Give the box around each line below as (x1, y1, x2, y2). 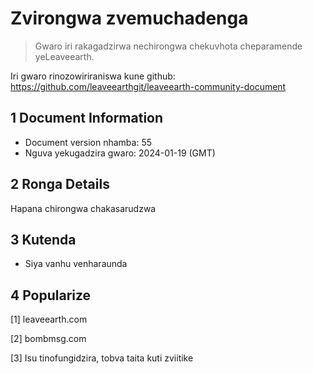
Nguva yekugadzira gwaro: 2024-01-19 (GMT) (24, 147, 216, 159)
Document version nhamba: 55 (24, 136, 153, 148)
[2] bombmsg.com (10, 333, 87, 345)
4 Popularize (10, 287, 92, 304)
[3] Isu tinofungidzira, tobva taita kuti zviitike (10, 352, 194, 364)
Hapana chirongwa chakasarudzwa (10, 202, 157, 214)
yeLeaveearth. (34, 50, 95, 62)
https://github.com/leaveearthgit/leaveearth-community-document (10, 80, 287, 92)
